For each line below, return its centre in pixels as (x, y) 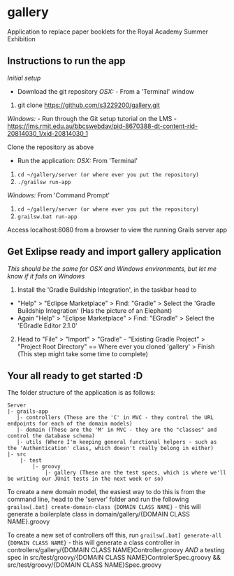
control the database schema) (51, 436)
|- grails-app (28, 412)
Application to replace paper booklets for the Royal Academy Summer (108, 31)
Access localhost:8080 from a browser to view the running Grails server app (117, 230)
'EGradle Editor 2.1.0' (47, 325)
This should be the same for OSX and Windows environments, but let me (112, 268)
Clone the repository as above (51, 147)
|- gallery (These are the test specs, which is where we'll (136, 473)
